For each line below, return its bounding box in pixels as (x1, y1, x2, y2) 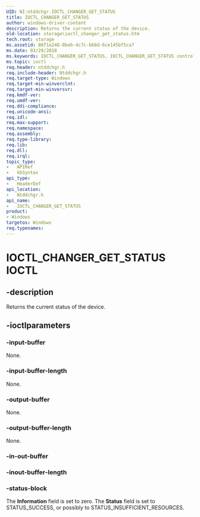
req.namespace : (6, 125, 44, 131)
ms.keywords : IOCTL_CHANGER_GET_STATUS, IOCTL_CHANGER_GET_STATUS (6, 53, 174, 59)
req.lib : (6, 141, 28, 148)
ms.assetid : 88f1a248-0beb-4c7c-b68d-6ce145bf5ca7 (6, 42, 135, 48)
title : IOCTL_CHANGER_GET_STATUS (6, 14, 89, 20)
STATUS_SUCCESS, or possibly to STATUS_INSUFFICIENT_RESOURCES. (6, 504, 185, 511)
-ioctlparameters (6, 321, 71, 331)
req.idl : (6, 114, 28, 120)
